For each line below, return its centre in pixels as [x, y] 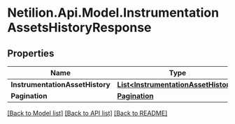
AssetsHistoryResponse [79, 28]
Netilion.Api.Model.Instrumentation [113, 13]
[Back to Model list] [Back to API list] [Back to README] [87, 113]
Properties [31, 53]
